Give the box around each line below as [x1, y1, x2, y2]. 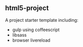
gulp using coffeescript [12, 27, 60, 33]
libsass [12, 32, 27, 38]
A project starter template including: [5, 17, 79, 23]
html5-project [5, 4, 49, 12]
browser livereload [12, 37, 50, 43]
